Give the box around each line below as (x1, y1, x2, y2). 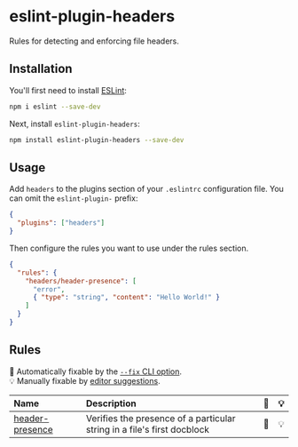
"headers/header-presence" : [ (25, 276, 137, 285)
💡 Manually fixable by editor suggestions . (9, 375, 161, 386)
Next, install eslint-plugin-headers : (9, 118, 140, 129)
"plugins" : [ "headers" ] (17, 219, 105, 227)
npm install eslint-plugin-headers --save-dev (9, 135, 184, 144)
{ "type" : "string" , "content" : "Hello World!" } (32, 293, 220, 302)
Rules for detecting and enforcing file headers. (9, 36, 180, 46)
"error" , (32, 284, 66, 294)
